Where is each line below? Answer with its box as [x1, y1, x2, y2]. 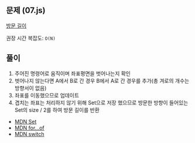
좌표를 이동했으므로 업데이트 [14, 92, 80, 99]
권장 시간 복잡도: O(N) [6, 34, 56, 41]
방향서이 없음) [14, 84, 47, 92]
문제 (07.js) [6, 5, 46, 16]
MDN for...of [14, 124, 45, 131]
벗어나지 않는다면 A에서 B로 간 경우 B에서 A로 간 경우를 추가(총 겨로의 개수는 [14, 77, 190, 84]
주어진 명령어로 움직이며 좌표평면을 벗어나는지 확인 [14, 69, 131, 77]
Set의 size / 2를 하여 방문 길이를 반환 [14, 106, 100, 113]
